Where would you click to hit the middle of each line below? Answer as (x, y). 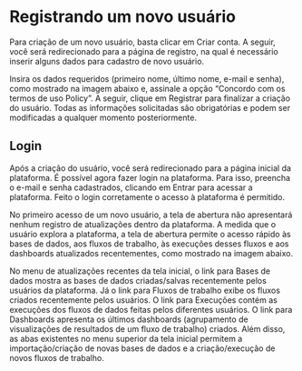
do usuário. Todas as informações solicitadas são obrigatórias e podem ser (150, 107)
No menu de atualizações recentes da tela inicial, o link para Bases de (140, 271)
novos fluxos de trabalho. (57, 357)
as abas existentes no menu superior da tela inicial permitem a (126, 338)
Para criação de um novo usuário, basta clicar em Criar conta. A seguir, (143, 42)
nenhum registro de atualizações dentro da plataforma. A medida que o (143, 224)
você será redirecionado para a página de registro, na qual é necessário (144, 51)
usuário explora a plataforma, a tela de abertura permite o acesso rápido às (151, 234)
